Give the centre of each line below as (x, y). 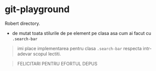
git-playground (37, 9)
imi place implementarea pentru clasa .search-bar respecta (79, 48)
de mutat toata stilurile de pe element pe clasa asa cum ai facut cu (82, 33)
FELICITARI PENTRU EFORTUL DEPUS (57, 63)
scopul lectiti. (47, 54)
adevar (25, 54)
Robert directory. (22, 23)
